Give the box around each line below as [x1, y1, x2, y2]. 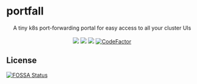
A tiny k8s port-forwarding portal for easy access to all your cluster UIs [13, 24, 192, 31]
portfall [6, 4, 44, 18]
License [6, 56, 37, 66]
